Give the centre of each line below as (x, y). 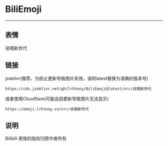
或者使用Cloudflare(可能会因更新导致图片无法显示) (57, 98)
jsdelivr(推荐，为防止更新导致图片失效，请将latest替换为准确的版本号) (77, 78)
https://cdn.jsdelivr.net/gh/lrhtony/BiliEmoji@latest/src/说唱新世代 (78, 88)
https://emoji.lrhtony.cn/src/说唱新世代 (47, 109)
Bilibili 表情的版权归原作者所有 (36, 138)
